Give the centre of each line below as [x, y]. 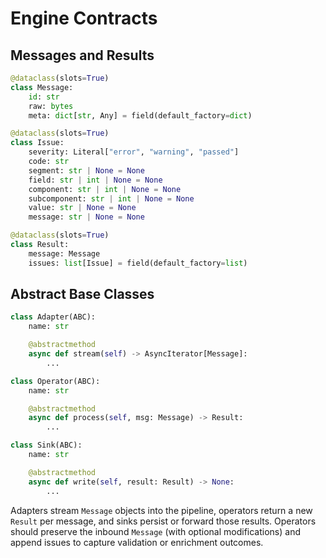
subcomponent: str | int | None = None [111, 198]
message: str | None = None [86, 217]
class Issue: [37, 143]
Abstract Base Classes [82, 294]
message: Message [64, 253]
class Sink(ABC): [46, 445]
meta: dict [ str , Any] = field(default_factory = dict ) [140, 115]
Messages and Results [82, 55]
